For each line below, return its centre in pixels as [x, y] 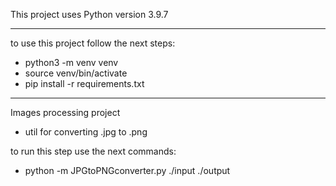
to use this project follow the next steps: [93, 43]
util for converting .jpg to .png [86, 132]
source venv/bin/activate [76, 73]
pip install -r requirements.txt [84, 83]
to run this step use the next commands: [93, 151]
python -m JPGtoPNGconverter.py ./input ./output [127, 170]
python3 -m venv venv [71, 62]
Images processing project [65, 112]
